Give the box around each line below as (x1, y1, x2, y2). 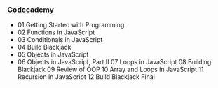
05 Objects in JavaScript (17, 50, 89, 59)
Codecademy (7, 5, 55, 15)
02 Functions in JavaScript (17, 28, 95, 36)
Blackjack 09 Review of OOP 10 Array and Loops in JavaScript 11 (17, 65, 205, 74)
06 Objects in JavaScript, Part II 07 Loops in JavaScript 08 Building (17, 58, 212, 66)
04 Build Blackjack (17, 43, 71, 52)
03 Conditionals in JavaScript (17, 36, 103, 44)
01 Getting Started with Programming (17, 21, 125, 29)
